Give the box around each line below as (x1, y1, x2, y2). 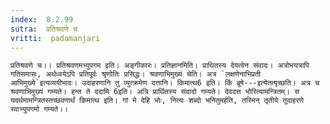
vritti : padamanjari (10, 33, 101, 43)
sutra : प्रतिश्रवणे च (10, 24, 78, 34)
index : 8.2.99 (10, 14, 74, 25)
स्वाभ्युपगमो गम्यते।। (10, 104, 69, 115)
